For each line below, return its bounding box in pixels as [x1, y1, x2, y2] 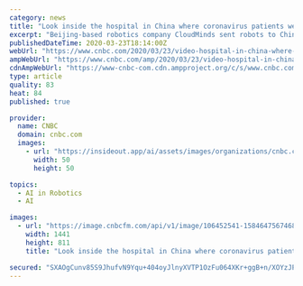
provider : [9, 114, 47, 123]
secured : [9, 263, 42, 272]
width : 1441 [25, 230, 70, 239]
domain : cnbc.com [17, 130, 83, 140]
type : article [9, 72, 63, 81]
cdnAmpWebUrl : [9, 64, 63, 73]
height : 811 [25, 238, 70, 247]
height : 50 [32, 163, 75, 172]
